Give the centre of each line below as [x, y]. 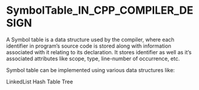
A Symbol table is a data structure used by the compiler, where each [90, 39]
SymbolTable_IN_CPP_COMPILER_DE [100, 10]
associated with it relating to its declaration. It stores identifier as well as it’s [99, 52]
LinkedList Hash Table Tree [40, 82]
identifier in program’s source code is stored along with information [89, 46]
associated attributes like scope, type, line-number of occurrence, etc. [93, 58]
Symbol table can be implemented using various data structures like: [91, 70]
